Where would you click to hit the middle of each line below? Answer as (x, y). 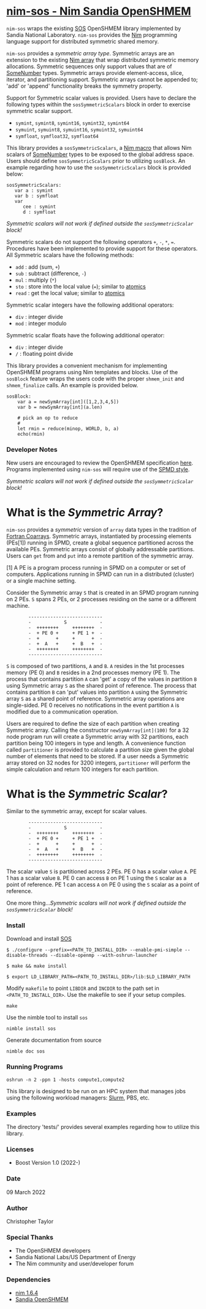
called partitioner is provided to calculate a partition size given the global (100, 750)
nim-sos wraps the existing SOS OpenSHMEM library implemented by (94, 28)
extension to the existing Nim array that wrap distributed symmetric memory (103, 60)
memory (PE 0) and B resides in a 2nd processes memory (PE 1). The (93, 673)
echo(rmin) (31, 434)
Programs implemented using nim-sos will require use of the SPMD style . (98, 470)
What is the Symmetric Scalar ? (87, 794)
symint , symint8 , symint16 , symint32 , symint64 (72, 123)
